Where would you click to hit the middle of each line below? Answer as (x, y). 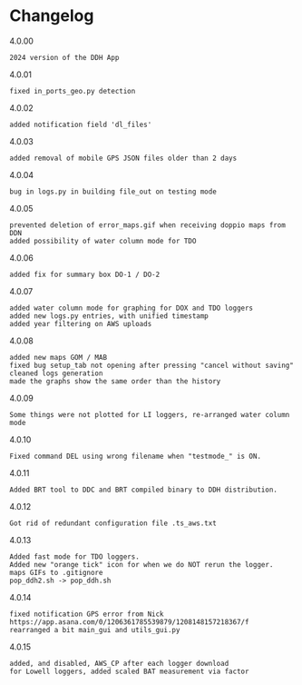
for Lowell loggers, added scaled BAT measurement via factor (129, 671)
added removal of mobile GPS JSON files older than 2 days (123, 158)
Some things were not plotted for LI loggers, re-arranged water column (150, 414)
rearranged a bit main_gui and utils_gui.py (95, 630)
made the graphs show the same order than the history (115, 381)
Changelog (52, 16)
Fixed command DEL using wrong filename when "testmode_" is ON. (135, 456)
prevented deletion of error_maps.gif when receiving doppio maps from (147, 225)
